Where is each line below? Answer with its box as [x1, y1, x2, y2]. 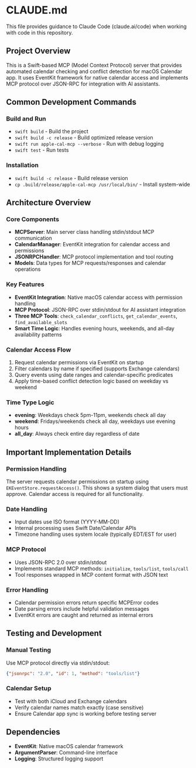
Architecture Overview [6, 198, 91, 208]
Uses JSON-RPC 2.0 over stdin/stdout [14, 559, 107, 566]
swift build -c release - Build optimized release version [14, 134, 153, 141]
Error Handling [6, 586, 49, 594]
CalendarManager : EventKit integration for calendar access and [14, 241, 170, 248]
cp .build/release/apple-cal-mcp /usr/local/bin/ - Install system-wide [14, 181, 190, 188]
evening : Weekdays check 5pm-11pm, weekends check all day [14, 412, 166, 419]
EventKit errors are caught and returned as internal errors [14, 611, 153, 618]
